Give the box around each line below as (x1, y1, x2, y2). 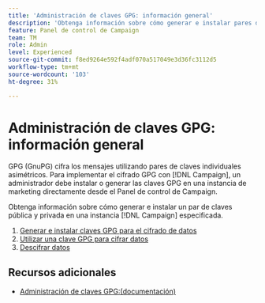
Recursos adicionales (8, 266, 117, 279)
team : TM (8, 33, 37, 42)
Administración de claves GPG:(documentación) (19, 286, 176, 297)
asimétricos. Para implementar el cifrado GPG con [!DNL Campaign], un (8, 170, 241, 180)
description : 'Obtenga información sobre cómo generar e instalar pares (8, 19, 252, 27)
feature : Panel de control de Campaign (8, 26, 140, 34)
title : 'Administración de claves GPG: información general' (8, 11, 214, 20)
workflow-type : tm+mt (8, 63, 80, 71)
